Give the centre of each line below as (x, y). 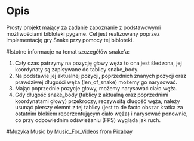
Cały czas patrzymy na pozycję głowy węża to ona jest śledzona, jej (98, 63)
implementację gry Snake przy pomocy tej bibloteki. (70, 40)
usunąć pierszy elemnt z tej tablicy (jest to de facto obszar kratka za (99, 107)
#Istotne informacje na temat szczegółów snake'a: (68, 51)
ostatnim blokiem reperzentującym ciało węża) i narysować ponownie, (101, 114)
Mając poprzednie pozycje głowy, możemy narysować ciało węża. (96, 88)
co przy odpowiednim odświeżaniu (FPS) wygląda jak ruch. (88, 120)
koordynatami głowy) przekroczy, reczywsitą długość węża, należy (97, 101)
